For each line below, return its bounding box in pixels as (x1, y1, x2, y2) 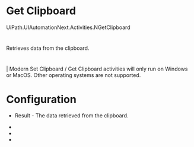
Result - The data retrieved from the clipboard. (14, 112, 129, 119)
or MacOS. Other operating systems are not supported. (6, 72, 141, 79)
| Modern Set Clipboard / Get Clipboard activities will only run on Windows (6, 65, 188, 72)
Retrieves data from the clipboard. (6, 44, 90, 52)
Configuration (6, 92, 77, 106)
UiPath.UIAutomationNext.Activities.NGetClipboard (6, 24, 131, 31)
